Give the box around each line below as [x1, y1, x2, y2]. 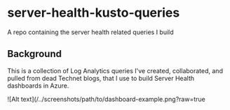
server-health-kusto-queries [7, 5, 180, 21]
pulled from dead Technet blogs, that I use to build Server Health [7, 74, 195, 82]
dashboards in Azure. [7, 81, 69, 90]
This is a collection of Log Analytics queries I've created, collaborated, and [7, 66, 223, 74]
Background [7, 48, 62, 60]
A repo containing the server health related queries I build [7, 28, 174, 36]
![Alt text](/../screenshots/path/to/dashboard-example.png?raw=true [7, 95, 205, 103]
